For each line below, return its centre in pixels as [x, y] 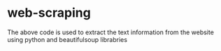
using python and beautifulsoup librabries [67, 39]
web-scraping [49, 13]
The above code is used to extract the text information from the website [111, 32]
